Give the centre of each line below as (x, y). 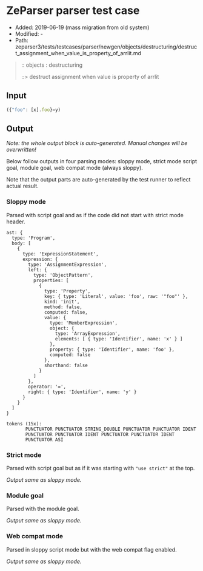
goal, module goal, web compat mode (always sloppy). (75, 168)
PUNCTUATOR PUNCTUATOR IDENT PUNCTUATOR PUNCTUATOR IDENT (100, 434)
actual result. (22, 186)
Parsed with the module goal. (43, 509)
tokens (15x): (24, 424)
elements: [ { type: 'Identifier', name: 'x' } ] (119, 339)
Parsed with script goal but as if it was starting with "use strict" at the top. (101, 468)
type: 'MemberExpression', (84, 323)
